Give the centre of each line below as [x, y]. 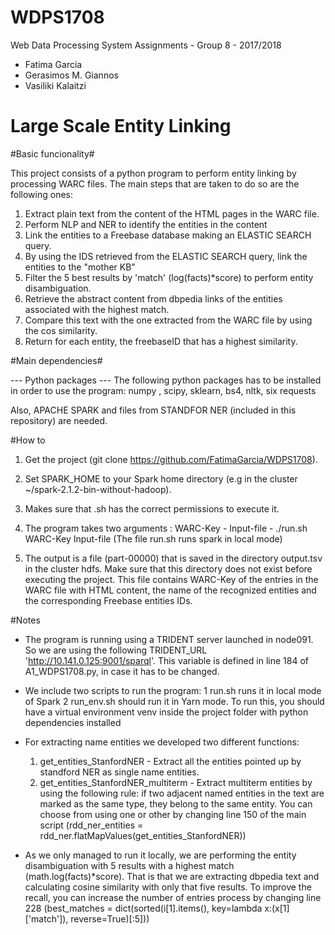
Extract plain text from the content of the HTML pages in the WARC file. [172, 213]
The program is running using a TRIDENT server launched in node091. [169, 639]
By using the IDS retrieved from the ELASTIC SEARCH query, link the [166, 256]
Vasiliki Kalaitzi [55, 85]
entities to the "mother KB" [80, 267]
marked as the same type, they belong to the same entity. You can [176, 803]
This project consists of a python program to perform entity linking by [153, 173]
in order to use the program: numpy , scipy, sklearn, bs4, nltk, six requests [163, 390]
